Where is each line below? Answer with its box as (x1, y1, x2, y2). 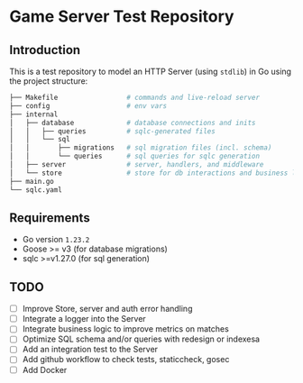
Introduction (9, 42, 81, 58)
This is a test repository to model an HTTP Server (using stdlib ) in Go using (9, 66, 291, 77)
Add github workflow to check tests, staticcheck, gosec (22, 354, 230, 365)
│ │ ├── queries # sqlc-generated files (9, 126, 216, 136)
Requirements (9, 210, 90, 225)
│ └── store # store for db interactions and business (9, 169, 289, 178)
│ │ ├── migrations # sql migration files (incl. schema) (9, 143, 272, 152)
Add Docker (22, 364, 68, 375)
